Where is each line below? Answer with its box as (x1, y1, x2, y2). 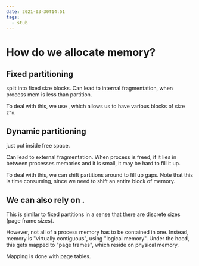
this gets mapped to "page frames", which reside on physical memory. (6, 242, 179, 248)
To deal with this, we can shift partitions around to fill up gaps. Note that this (6, 171, 194, 179)
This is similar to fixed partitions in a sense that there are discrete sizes (6, 211, 181, 218)
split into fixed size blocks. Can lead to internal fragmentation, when (6, 85, 173, 92)
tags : (6, 14, 20, 20)
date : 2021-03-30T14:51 (6, 8, 66, 15)
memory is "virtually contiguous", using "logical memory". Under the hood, (6, 235, 189, 242)
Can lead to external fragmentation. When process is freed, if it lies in (6, 154, 177, 161)
